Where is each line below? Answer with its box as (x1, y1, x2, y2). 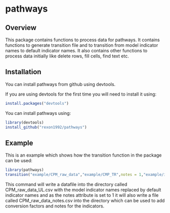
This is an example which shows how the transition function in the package (5, 152, 162, 158)
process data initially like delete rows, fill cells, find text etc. (5, 53, 129, 59)
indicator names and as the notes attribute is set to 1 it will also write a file (5, 192, 159, 198)
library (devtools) (5, 120, 44, 125)
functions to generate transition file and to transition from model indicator (5, 42, 158, 48)
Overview (5, 23, 37, 32)
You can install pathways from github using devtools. (5, 81, 116, 87)
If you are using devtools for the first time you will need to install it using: (5, 91, 157, 97)
